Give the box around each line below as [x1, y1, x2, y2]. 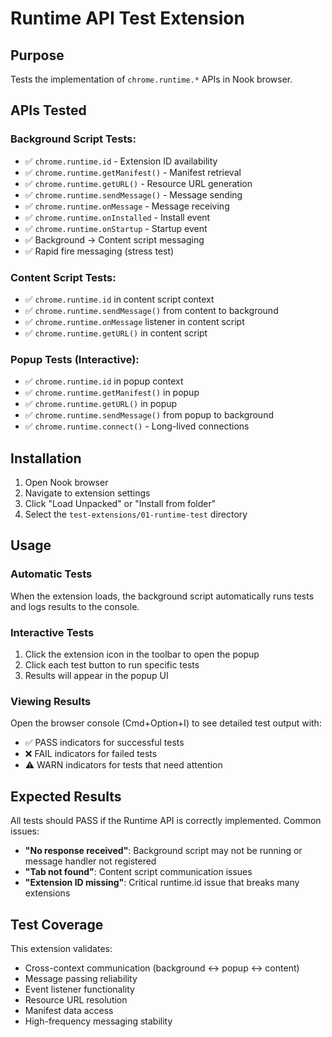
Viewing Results [10, 695, 92, 708]
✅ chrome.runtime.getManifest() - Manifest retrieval [24, 166, 242, 178]
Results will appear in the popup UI [24, 670, 169, 682]
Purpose [10, 47, 65, 64]
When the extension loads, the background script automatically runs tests [10, 590, 315, 602]
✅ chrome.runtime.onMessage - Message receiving [24, 200, 230, 212]
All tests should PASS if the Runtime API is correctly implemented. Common [10, 815, 322, 827]
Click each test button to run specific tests [24, 659, 200, 671]
